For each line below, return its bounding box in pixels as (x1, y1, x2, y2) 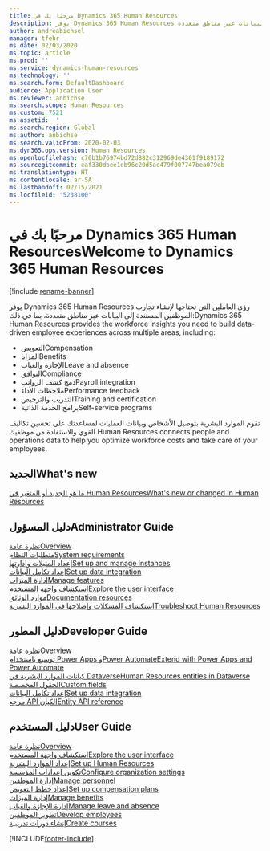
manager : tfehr (9, 34, 60, 43)
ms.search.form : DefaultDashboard (9, 79, 125, 87)
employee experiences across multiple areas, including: (31, 327, 216, 337)
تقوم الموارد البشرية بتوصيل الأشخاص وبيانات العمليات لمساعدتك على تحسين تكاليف (9, 418, 260, 428)
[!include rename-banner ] (9, 286, 95, 295)
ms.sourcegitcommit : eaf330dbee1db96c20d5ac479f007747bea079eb (9, 161, 225, 169)
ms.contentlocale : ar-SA (9, 176, 92, 185)
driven (9, 327, 30, 337)
